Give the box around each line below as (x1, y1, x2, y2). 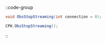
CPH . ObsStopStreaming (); (5, 23, 58, 29)
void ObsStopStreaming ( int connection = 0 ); (5, 14, 102, 19)
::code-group (5, 5, 33, 10)
